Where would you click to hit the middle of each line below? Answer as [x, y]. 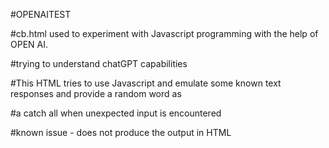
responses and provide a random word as [96, 93]
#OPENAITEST [41, 14]
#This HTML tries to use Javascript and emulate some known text [146, 83]
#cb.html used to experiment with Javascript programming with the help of [164, 33]
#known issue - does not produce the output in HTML [121, 132]
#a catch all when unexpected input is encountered [116, 113]
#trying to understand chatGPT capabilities [99, 63]
